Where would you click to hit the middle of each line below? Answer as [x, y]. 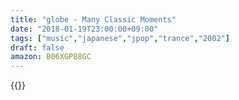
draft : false [37, 47]
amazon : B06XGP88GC [51, 57]
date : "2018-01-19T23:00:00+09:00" [84, 29]
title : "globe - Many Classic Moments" [93, 19]
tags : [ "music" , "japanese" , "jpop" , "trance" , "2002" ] [120, 38]
